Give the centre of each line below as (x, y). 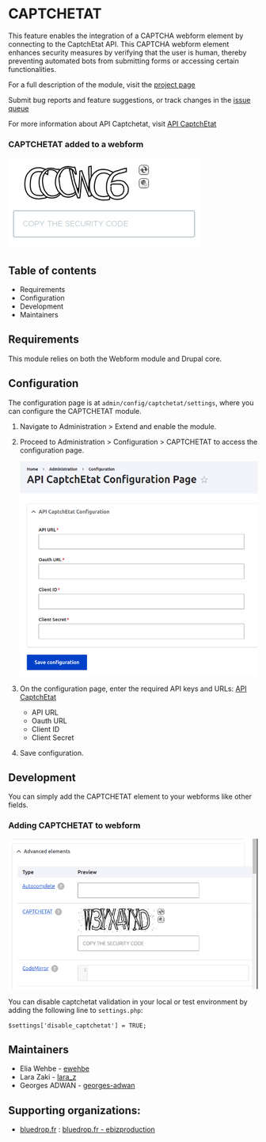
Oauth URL (49, 720)
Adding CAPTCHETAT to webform (74, 825)
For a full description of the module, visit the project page (102, 85)
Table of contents (52, 270)
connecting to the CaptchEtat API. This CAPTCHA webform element (119, 44)
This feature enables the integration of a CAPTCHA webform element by (126, 36)
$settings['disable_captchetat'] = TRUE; (78, 1026)
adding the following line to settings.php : (76, 1010)
